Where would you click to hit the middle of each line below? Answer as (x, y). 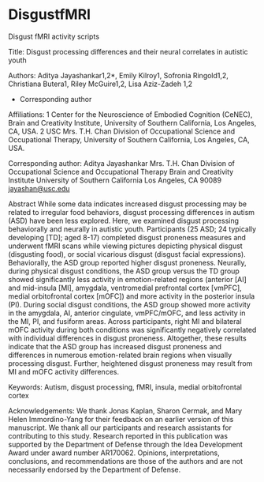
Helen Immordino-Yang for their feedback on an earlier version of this (121, 419)
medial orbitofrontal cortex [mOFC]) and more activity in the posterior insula (132, 296)
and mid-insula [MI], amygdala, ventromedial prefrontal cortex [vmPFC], (125, 288)
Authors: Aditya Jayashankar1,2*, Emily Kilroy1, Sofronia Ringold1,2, (118, 75)
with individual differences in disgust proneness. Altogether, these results (127, 338)
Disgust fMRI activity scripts (54, 36)
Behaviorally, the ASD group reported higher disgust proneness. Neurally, (127, 262)
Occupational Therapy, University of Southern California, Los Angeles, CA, (129, 139)
